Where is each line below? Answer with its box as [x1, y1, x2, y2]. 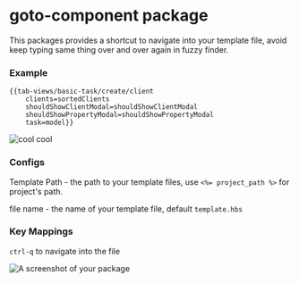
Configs [9, 156, 45, 169]
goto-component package [9, 5, 209, 26]
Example [9, 66, 48, 79]
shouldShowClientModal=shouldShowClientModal [25, 103, 199, 112]
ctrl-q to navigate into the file [9, 246, 121, 256]
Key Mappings [9, 225, 73, 237]
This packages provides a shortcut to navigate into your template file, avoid [9, 35, 287, 46]
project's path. [9, 186, 64, 196]
